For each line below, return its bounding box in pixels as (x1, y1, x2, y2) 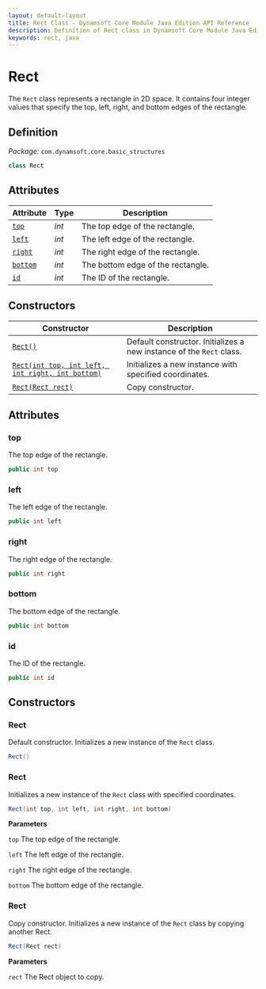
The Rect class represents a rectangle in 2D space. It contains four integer (8, 94, 251, 104)
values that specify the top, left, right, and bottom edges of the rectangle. (8, 102, 248, 112)
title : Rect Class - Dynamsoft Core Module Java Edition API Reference (8, 19, 249, 27)
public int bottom (8, 621, 69, 630)
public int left (8, 517, 62, 525)
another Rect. (8, 926, 53, 936)
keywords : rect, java (8, 33, 80, 42)
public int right (8, 570, 66, 578)
